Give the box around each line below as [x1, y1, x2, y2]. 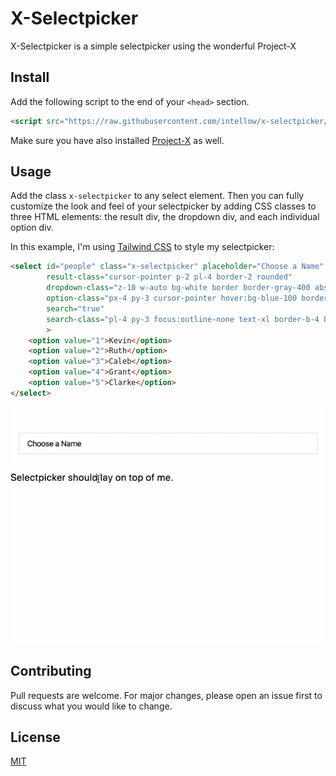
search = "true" [46, 303, 105, 314]
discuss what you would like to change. [10, 700, 173, 712]
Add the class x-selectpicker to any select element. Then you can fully [10, 190, 305, 202]
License [10, 729, 61, 746]
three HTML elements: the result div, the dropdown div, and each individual [10, 211, 320, 223]
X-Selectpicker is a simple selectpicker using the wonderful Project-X [10, 40, 297, 52]
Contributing [10, 663, 92, 680]
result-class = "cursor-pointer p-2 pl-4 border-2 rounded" [46, 272, 293, 282]
